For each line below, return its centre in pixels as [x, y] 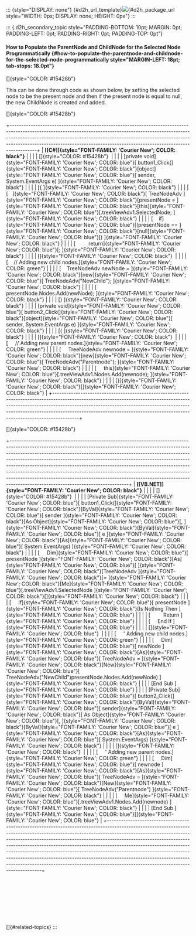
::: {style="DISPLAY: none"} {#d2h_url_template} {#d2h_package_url [90, 10]
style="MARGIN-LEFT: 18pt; [145, 59]
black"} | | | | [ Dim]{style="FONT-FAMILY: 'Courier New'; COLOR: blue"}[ [97, 553]
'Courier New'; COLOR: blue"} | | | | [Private [115, 690]
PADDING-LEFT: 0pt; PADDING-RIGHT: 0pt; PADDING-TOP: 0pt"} [84, 33]
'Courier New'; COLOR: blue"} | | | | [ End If [117, 621]
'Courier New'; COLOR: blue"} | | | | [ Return [121, 615]
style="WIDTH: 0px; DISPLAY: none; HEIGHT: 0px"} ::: [71, 16]
